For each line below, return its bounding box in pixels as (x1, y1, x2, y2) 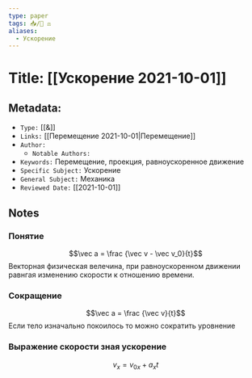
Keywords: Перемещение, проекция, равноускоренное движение (19, 157, 245, 166)
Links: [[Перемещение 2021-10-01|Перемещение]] (19, 131, 196, 141)
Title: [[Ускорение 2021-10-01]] (8, 69, 227, 87)
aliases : (8, 27, 38, 35)
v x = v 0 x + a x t (112, 359, 159, 372)
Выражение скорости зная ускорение (8, 341, 167, 352)
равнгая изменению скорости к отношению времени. (8, 270, 195, 279)
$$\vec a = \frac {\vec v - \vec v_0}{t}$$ (68, 248, 204, 258)
